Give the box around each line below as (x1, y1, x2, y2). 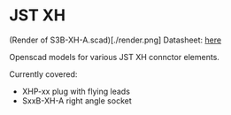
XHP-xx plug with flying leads (21, 86, 131, 96)
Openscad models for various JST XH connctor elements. (9, 51, 219, 62)
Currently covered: (9, 68, 78, 80)
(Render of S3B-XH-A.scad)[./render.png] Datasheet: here (9, 34, 222, 45)
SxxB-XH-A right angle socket (21, 95, 132, 106)
